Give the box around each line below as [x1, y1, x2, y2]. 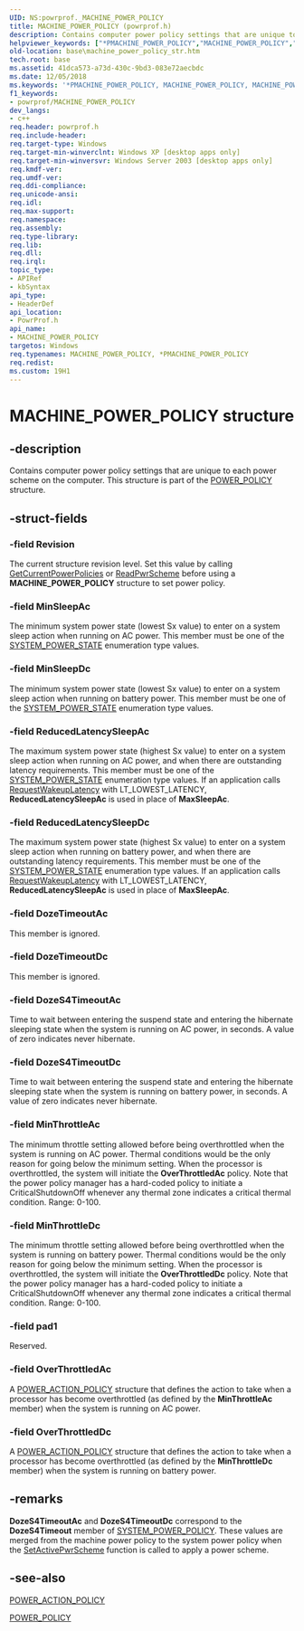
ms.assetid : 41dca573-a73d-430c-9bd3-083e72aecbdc [9, 64, 204, 73]
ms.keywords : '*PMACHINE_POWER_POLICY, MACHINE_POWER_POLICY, [9, 81, 249, 90]
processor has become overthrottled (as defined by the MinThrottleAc [9, 1393, 273, 1404]
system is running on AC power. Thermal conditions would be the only [9, 1148, 271, 1159]
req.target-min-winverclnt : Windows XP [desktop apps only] [9, 147, 242, 156]
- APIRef [9, 274, 43, 283]
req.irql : [9, 257, 47, 267]
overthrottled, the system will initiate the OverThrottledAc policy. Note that [9, 1168, 289, 1179]
